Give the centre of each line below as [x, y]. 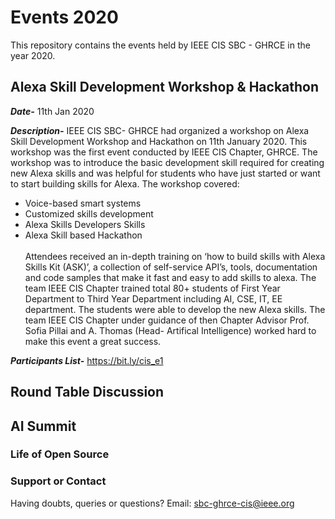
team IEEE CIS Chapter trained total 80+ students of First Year [152, 288]
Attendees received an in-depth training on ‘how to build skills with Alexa [175, 256]
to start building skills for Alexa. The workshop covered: [125, 183]
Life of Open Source [60, 454]
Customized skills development [89, 213]
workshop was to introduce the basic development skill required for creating [167, 162]
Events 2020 [64, 17]
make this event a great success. [93, 341]
